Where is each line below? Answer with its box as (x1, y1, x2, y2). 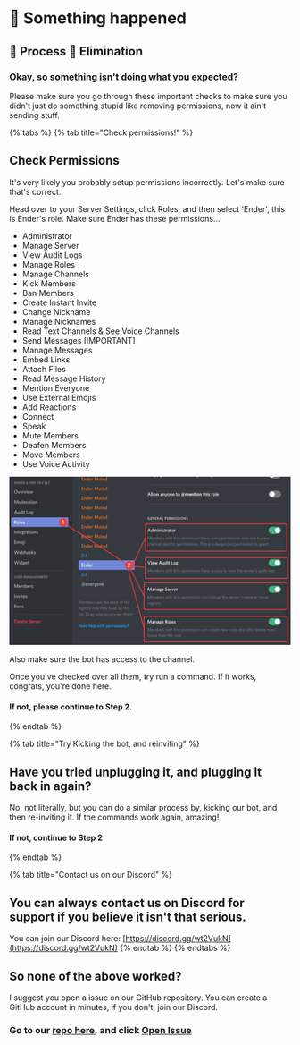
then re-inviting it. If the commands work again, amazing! (9, 811, 220, 822)
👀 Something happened (9, 8, 187, 29)
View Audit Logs (21, 250, 83, 260)
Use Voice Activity (21, 458, 91, 469)
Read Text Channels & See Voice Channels (21, 326, 180, 336)
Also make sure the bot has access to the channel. (9, 654, 195, 665)
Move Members (21, 449, 80, 460)
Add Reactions (21, 402, 77, 412)
